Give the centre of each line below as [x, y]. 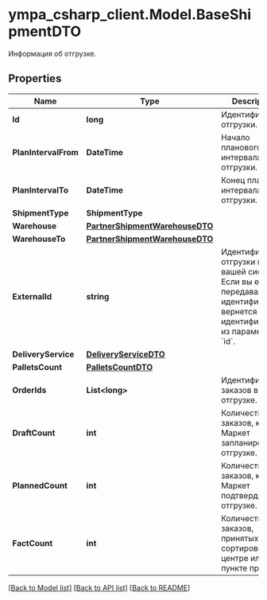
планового [242, 147]
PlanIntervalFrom [46, 152]
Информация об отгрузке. [52, 53]
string [98, 296]
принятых [240, 538]
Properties [35, 78]
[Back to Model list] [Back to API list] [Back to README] [99, 587]
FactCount [33, 543]
